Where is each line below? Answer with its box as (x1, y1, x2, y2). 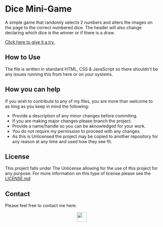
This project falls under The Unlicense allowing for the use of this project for (5, 165, 158, 171)
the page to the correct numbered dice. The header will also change (5, 24, 142, 30)
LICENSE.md (5, 176, 31, 181)
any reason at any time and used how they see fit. (12, 138, 112, 144)
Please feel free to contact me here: (5, 203, 77, 209)
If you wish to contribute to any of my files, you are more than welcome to (5, 98, 153, 104)
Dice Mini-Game (5, 3, 72, 15)
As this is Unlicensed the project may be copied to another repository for (12, 133, 158, 139)
